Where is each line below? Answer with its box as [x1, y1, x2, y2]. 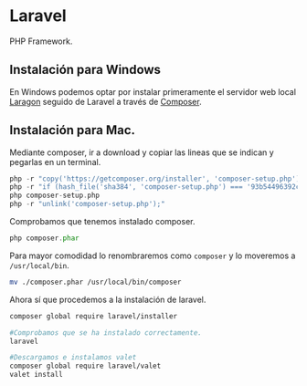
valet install [9, 370, 64, 380]
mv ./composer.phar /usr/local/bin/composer [9, 277, 182, 287]
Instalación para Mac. [9, 122, 135, 138]
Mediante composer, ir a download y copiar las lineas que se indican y [9, 147, 274, 158]
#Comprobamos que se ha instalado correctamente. [9, 328, 203, 338]
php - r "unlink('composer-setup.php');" [9, 200, 166, 209]
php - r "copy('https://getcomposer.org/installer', [9, 174, 210, 183]
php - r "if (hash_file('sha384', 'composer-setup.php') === [9, 183, 244, 192]
